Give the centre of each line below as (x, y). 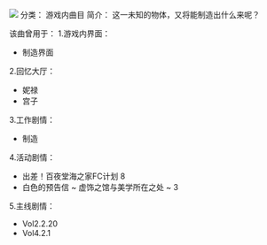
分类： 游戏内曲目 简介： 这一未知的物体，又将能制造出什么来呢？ (140, 15)
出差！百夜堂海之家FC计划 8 (74, 176)
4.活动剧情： (32, 157)
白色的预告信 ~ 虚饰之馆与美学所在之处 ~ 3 (100, 187)
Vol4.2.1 (36, 233)
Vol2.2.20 (40, 224)
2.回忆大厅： (32, 71)
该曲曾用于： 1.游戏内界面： (60, 34)
